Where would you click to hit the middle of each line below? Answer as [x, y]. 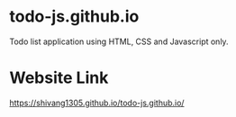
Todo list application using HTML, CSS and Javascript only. [119, 41]
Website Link [59, 78]
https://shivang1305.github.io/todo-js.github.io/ [97, 103]
